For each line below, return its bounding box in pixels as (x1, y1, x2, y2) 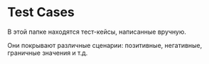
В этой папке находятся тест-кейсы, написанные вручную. (7, 27, 187, 36)
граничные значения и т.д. (7, 49, 88, 57)
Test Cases (7, 4, 75, 20)
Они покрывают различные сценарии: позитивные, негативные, (7, 41, 203, 49)
